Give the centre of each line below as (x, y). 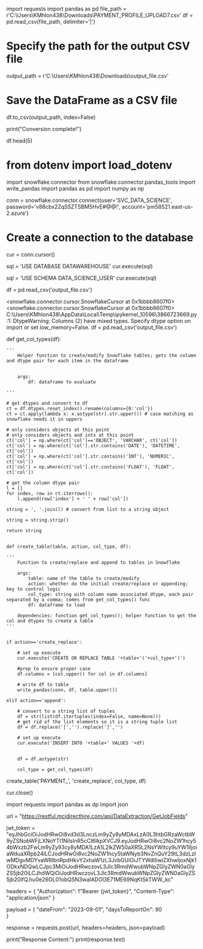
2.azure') (18, 213)
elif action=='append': (36, 700)
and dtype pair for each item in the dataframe (68, 360)
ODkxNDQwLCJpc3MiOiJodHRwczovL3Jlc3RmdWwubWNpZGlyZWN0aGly (101, 866)
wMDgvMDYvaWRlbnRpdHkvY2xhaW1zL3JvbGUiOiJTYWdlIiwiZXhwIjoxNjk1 (101, 860)
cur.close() (20, 792)
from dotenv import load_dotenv (89, 165)
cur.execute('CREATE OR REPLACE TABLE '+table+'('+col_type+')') (101, 658)
